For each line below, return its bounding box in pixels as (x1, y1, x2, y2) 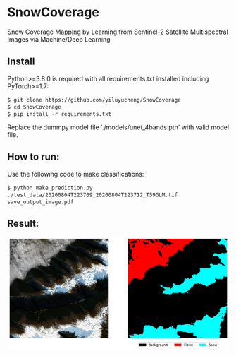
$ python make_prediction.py (7, 184, 93, 191)
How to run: (7, 151, 60, 163)
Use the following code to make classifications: (7, 170, 144, 178)
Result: (7, 217, 39, 230)
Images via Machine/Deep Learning (7, 35, 111, 43)
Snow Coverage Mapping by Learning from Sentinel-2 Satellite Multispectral (7, 28, 229, 36)
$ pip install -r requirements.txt (7, 110, 112, 117)
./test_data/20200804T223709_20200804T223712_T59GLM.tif (7, 191, 178, 198)
